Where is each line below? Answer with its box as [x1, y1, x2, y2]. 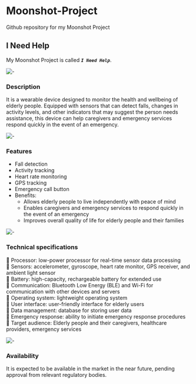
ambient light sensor [6, 269, 56, 276]
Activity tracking [14, 167, 55, 174]
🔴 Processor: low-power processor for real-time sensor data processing [6, 257, 181, 264]
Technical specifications [6, 243, 78, 251]
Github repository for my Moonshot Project [6, 24, 110, 31]
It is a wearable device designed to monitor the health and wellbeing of [6, 96, 178, 103]
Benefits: [14, 192, 36, 199]
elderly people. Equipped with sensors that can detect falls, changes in [6, 102, 178, 110]
